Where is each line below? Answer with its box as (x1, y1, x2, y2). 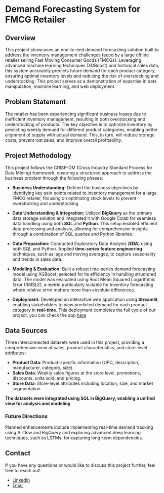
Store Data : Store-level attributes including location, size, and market (12, 380, 153, 386)
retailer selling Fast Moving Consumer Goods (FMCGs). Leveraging (5, 57, 142, 63)
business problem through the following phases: (5, 175, 103, 181)
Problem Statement (5, 98, 66, 106)
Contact (5, 449, 31, 457)
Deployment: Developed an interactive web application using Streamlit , (12, 296, 159, 302)
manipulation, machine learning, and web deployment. (5, 83, 116, 89)
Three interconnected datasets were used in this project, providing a (5, 339, 145, 345)
